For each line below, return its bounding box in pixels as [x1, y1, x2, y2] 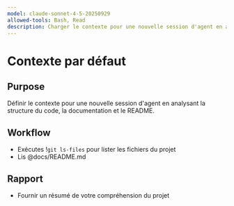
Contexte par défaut [7, 53, 127, 69]
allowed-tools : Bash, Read [7, 17, 86, 24]
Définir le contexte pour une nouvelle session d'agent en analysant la [7, 99, 205, 108]
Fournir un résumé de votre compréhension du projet [17, 191, 170, 199]
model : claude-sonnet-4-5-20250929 [7, 10, 111, 17]
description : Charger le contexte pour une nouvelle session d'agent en [7, 23, 223, 30]
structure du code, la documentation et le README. [7, 106, 155, 115]
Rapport [7, 173, 43, 184]
